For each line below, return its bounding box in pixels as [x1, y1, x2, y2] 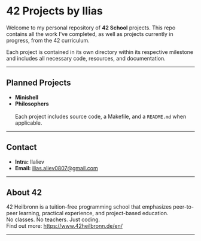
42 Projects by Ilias [6, 4, 103, 18]
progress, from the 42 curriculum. [6, 37, 90, 44]
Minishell [14, 94, 39, 101]
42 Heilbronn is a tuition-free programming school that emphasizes [6, 203, 172, 210]
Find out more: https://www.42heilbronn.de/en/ [6, 222, 123, 230]
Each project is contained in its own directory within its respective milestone [6, 48, 193, 55]
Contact [6, 142, 37, 152]
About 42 [6, 187, 42, 197]
